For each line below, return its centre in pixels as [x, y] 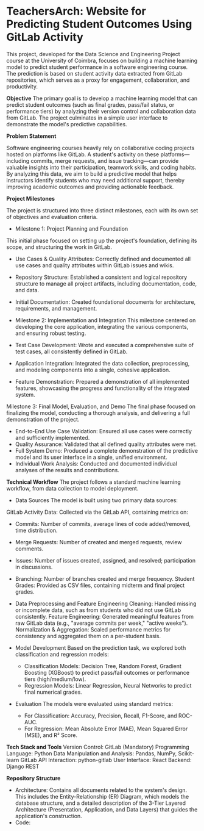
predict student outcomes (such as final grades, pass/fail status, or [90, 104]
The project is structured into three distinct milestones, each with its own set [102, 210]
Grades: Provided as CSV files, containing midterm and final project [100, 585]
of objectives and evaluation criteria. [52, 217]
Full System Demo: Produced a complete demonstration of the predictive [106, 450]
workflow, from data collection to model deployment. [72, 488]
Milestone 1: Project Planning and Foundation [72, 228]
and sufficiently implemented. [52, 437]
